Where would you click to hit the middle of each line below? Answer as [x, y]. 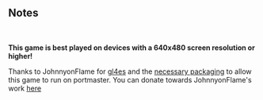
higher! [21, 56]
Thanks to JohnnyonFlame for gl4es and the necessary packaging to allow [130, 71]
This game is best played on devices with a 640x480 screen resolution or [131, 48]
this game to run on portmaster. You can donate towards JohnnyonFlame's [130, 79]
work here [25, 88]
